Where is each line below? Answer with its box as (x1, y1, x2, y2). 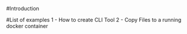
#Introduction (6, 5, 40, 12)
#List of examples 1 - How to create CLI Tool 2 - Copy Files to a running (6, 16, 182, 23)
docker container (6, 23, 48, 29)
